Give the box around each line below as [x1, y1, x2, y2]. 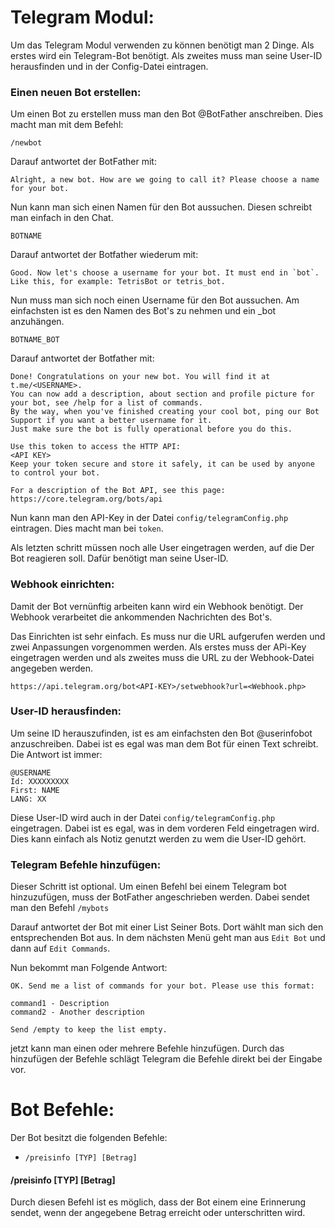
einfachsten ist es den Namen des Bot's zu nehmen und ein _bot [10, 305, 277, 317]
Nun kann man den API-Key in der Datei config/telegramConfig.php [10, 512, 289, 524]
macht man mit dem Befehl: [10, 119, 124, 131]
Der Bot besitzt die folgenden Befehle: [10, 1132, 168, 1144]
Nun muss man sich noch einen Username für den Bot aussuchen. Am [10, 294, 300, 306]
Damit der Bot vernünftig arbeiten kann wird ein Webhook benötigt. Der [10, 600, 304, 612]
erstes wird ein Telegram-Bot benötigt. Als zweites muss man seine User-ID [10, 49, 323, 61]
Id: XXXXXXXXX [10, 776, 70, 786]
